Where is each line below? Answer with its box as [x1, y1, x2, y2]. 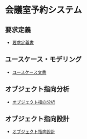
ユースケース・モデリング [5, 55, 82, 64]
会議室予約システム [5, 4, 82, 16]
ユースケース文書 [12, 69, 46, 75]
